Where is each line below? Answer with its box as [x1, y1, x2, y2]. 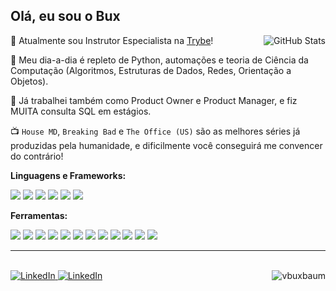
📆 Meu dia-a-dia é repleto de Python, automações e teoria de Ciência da [10, 54, 309, 66]
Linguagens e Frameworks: [10, 169, 127, 181]
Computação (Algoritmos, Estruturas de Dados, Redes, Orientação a [10, 64, 292, 76]
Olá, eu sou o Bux [10, 8, 121, 25]
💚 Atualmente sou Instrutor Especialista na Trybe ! [10, 34, 214, 46]
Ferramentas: [10, 209, 68, 221]
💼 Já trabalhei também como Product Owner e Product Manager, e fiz [10, 94, 298, 106]
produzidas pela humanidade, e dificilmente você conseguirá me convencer [10, 139, 323, 151]
